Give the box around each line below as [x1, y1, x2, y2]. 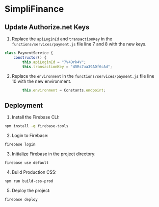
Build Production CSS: [11, 169, 57, 175]
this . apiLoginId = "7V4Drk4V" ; [22, 60, 86, 65]
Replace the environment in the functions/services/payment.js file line [11, 73, 155, 79]
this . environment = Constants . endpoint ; [22, 88, 106, 92]
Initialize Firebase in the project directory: [11, 151, 96, 157]
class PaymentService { [4, 50, 53, 55]
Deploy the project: [11, 187, 51, 193]
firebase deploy [4, 197, 38, 202]
